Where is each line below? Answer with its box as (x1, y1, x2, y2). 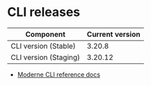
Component (25, 29, 66, 39)
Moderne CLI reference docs (17, 70, 101, 79)
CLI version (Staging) (10, 52, 81, 62)
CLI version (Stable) (10, 41, 77, 51)
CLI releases (7, 4, 81, 20)
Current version (86, 29, 141, 39)
